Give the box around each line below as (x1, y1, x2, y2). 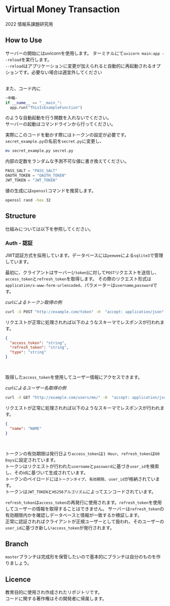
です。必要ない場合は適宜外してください (18, 69, 102, 75)
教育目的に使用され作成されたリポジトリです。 (5, 589, 103, 595)
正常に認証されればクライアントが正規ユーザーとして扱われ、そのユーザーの (5, 518, 164, 524)
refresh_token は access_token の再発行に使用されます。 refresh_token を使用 (5, 499, 162, 506)
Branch (5, 540, 29, 548)
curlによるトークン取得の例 (5, 299, 62, 305)
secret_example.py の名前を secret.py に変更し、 (5, 138, 105, 144)
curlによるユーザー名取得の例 (5, 385, 67, 391)
